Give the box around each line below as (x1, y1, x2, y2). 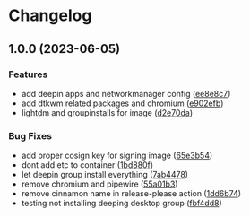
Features (8, 68, 48, 81)
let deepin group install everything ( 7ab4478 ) (21, 169, 189, 180)
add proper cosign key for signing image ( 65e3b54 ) (21, 150, 213, 161)
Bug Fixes (8, 129, 53, 142)
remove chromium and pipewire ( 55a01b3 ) (21, 178, 178, 189)
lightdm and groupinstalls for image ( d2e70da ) (21, 107, 194, 117)
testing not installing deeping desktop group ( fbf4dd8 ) (21, 198, 223, 209)
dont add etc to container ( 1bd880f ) (21, 160, 154, 170)
